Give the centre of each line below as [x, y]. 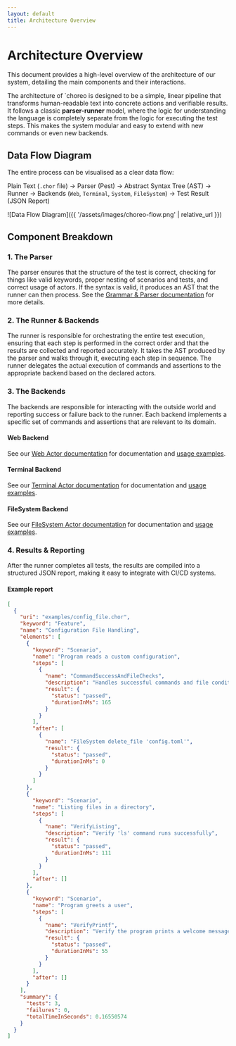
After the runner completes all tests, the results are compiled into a [104, 566]
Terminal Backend [34, 470]
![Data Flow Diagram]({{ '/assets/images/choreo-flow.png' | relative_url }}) [115, 215]
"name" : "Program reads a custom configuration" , [106, 656]
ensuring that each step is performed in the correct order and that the [108, 343]
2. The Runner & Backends [53, 320]
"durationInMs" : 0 [78, 761]
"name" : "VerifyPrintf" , [81, 925]
